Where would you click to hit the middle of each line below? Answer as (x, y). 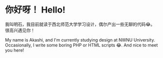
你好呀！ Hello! (35, 10)
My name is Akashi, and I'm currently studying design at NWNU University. (80, 40)
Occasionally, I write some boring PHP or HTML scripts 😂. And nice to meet (81, 45)
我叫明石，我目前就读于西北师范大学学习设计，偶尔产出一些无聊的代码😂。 (80, 24)
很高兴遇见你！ (20, 30)
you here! (15, 50)
